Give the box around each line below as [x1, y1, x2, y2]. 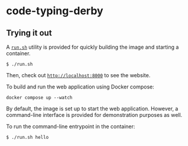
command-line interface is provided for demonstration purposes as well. [6, 112, 183, 118]
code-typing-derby [6, 4, 103, 18]
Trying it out [6, 28, 52, 38]
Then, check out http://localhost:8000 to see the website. [6, 72, 151, 78]
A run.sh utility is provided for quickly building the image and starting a [6, 43, 179, 50]
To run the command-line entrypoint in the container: [6, 123, 135, 130]
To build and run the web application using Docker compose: [6, 83, 155, 90]
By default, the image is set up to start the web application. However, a [6, 105, 179, 112]
